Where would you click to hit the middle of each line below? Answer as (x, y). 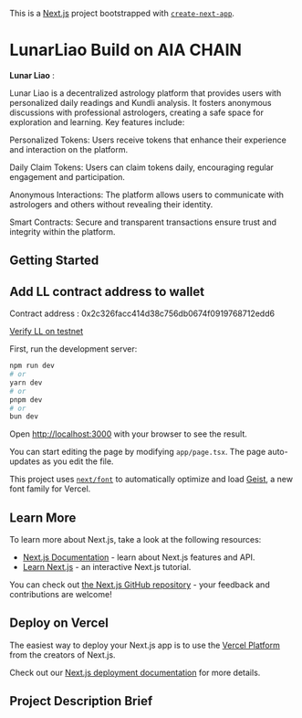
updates (25, 461)
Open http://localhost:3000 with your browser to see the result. (129, 434)
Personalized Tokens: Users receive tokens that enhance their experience (148, 140)
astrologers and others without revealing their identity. (111, 204)
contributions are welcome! (61, 595)
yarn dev (26, 383)
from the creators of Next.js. (62, 655)
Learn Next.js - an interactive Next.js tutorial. (107, 567)
